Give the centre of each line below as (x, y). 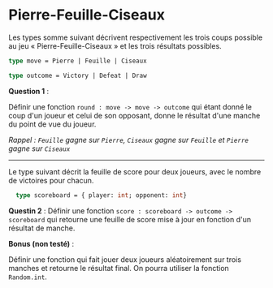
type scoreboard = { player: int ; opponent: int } (101, 195)
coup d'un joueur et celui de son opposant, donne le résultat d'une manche (134, 115)
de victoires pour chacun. (51, 180)
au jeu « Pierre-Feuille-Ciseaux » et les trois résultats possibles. (115, 45)
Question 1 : (29, 91)
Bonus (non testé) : (41, 243)
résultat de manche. (42, 228)
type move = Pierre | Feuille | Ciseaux (78, 61)
